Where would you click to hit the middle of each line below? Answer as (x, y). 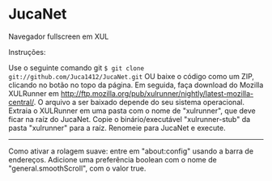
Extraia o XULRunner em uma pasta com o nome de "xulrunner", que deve (132, 111)
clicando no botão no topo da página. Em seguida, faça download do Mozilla (136, 85)
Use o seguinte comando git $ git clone (76, 67)
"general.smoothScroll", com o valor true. (77, 168)
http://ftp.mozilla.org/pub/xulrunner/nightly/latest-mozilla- (157, 93)
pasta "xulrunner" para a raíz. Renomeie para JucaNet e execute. (117, 128)
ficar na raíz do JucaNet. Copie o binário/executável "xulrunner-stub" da (130, 119)
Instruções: (27, 52)
